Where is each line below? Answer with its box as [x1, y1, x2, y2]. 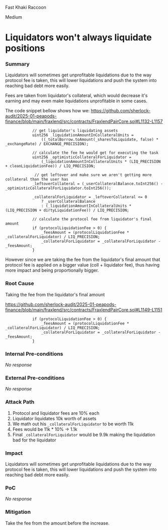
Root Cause [5, 280, 34, 287]
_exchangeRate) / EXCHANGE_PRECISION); [5, 142, 89, 147]
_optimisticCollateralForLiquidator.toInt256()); [5, 186, 112, 191]
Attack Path [5, 399, 35, 406]
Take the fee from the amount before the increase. [5, 520, 110, 526]
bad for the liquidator [12, 437, 56, 443]
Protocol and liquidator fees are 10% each [12, 410, 100, 416]
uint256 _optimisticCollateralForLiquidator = [32, 155, 132, 160]
